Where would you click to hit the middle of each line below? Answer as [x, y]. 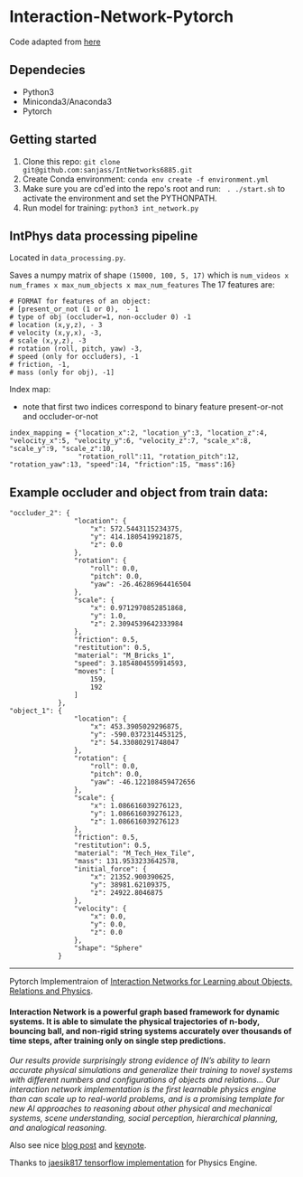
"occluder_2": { [40, 513]
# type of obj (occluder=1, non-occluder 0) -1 [101, 317]
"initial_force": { [110, 870]
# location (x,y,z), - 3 [56, 325]
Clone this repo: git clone [71, 161]
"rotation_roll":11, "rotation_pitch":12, [159, 457]
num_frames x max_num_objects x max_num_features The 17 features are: [142, 285]
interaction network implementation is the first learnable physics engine [143, 1089]
